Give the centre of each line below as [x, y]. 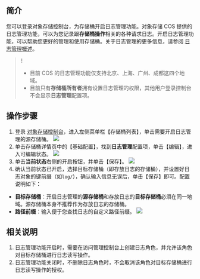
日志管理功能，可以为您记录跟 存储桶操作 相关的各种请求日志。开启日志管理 [97, 33]
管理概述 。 [24, 48]
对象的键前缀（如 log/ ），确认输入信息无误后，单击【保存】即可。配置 [105, 176]
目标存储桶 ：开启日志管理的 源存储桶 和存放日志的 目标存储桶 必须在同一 [101, 197]
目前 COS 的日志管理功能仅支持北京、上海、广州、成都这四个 [104, 73]
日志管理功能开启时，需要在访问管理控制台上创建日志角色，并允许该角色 [103, 247]
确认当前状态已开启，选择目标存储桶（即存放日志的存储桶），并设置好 [99, 168]
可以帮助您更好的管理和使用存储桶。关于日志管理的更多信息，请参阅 [100, 41]
